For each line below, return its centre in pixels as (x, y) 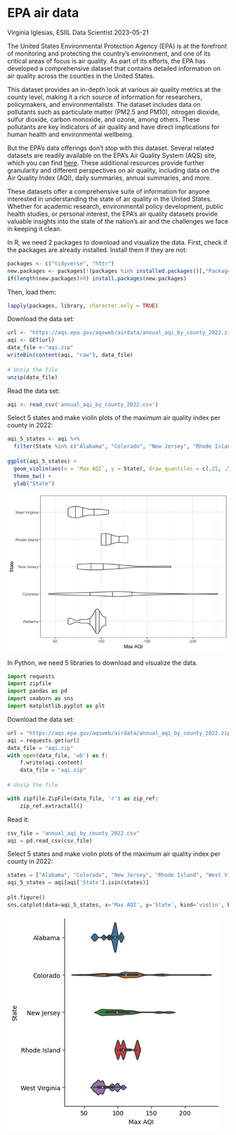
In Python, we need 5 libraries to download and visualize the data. (103, 663)
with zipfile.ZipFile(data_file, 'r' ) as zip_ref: (83, 798)
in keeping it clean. (34, 228)
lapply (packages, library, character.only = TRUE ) (83, 306)
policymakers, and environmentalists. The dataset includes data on (104, 104)
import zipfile (29, 684)
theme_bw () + (33, 476)
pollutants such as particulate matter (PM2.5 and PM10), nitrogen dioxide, (113, 112)
